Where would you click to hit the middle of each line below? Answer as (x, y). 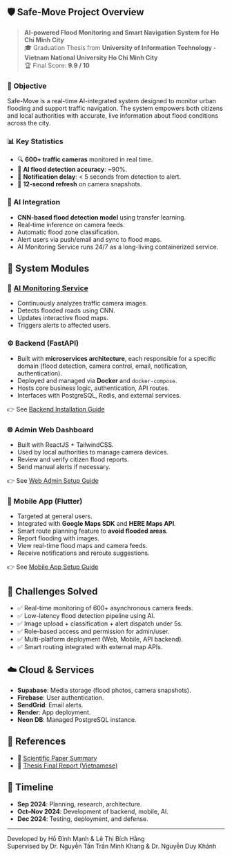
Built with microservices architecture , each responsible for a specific (116, 358)
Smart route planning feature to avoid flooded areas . (92, 531)
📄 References (37, 742)
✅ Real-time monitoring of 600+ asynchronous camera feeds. (105, 608)
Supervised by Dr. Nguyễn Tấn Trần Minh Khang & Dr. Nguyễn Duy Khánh (112, 846)
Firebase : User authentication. (60, 697)
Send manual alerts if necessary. (64, 466)
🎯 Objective (27, 86)
